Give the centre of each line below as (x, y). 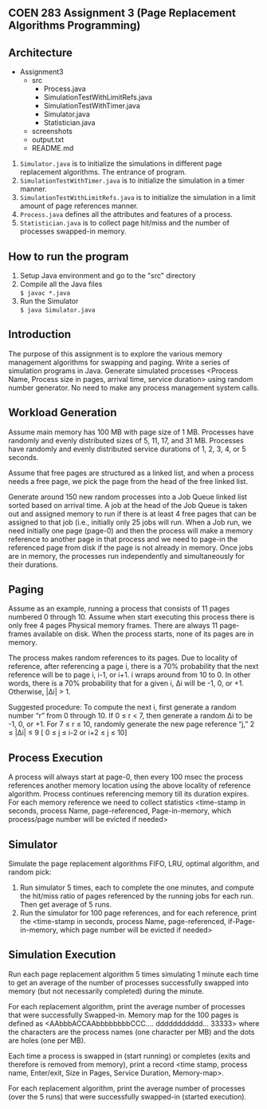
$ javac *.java (45, 293)
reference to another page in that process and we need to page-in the (123, 539)
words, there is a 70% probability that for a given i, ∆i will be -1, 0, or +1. (126, 683)
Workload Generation (63, 413)
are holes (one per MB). (47, 1040)
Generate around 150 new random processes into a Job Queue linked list (128, 497)
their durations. (33, 564)
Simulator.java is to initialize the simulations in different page (121, 163)
